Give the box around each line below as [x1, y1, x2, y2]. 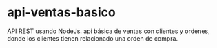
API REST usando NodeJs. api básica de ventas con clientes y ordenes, [7, 27, 210, 35]
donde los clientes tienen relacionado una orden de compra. [7, 34, 178, 42]
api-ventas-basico [7, 5, 116, 20]
